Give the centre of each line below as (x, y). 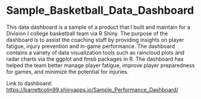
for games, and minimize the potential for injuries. (67, 71)
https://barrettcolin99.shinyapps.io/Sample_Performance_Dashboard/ (92, 89)
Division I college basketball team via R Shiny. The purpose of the (87, 33)
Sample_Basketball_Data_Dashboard (100, 10)
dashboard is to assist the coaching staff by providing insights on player (95, 40)
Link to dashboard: (29, 83)
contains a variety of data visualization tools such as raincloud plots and (95, 52)
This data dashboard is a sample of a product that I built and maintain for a (98, 27)
